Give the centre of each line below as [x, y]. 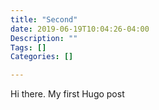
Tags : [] [28, 47]
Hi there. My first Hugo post [67, 94]
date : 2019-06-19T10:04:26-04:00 [80, 29]
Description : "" [44, 38]
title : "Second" [44, 19]
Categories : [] [42, 57]
